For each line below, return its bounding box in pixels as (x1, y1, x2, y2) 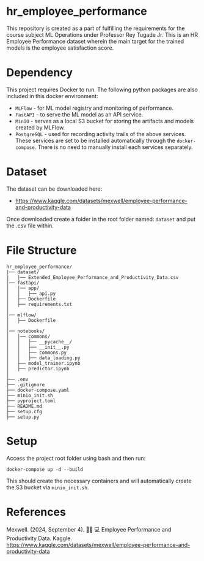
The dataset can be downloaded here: (6, 185, 103, 193)
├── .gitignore (6, 381, 45, 387)
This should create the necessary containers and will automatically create (6, 477, 192, 484)
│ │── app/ (6, 285, 40, 291)
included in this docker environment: (6, 92, 98, 99)
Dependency (6, 66, 73, 80)
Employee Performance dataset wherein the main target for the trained (6, 37, 184, 45)
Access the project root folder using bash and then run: (6, 454, 146, 462)
